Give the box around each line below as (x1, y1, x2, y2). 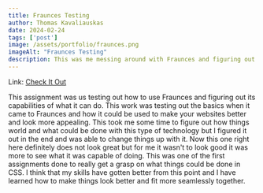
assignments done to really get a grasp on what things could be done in (8, 159, 241, 169)
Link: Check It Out (8, 76, 67, 87)
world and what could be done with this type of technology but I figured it (8, 125, 247, 135)
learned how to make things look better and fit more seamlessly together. (8, 176, 246, 185)
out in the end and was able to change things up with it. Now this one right (8, 134, 250, 143)
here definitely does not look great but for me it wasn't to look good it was (8, 143, 248, 152)
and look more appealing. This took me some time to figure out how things (8, 117, 250, 127)
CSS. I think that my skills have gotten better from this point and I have (8, 167, 236, 177)
